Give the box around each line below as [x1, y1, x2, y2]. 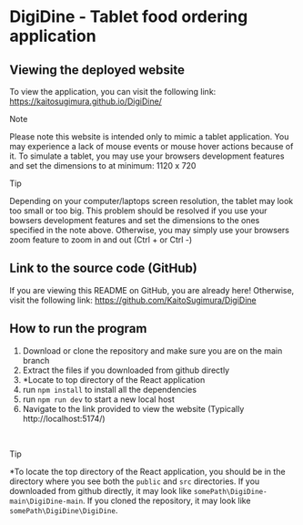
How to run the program [9, 321, 147, 336]
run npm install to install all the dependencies [22, 384, 197, 395]
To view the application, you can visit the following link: [9, 87, 217, 97]
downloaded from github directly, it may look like [9, 485, 193, 496]
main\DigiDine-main [9, 497, 84, 506]
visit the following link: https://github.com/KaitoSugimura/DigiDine [9, 294, 257, 305]
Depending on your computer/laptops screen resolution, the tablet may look [9, 196, 294, 206]
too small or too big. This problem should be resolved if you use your [9, 205, 268, 216]
